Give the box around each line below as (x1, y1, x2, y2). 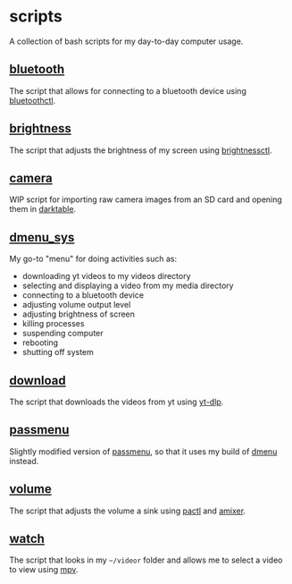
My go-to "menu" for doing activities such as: (9, 253, 177, 265)
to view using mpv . (9, 564, 79, 575)
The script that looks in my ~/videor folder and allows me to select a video (9, 554, 283, 565)
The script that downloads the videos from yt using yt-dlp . (9, 396, 224, 407)
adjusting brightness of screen (21, 309, 136, 319)
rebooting (21, 337, 59, 348)
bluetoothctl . (9, 95, 56, 106)
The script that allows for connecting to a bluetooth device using (9, 85, 247, 96)
